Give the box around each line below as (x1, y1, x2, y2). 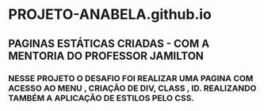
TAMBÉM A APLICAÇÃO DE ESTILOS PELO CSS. (8, 92, 194, 103)
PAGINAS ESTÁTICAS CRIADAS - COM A (8, 37, 210, 50)
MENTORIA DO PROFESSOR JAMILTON (8, 49, 205, 62)
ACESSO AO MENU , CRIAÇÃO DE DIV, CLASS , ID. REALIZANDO (8, 83, 257, 94)
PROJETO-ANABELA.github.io (8, 6, 212, 24)
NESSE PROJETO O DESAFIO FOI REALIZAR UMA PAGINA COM (8, 72, 254, 83)
